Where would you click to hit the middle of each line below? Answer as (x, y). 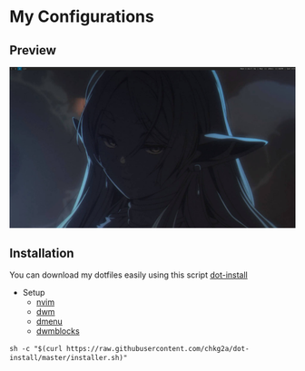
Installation (42, 253)
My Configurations (82, 17)
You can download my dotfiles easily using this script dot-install (128, 275)
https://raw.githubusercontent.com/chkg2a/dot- (158, 349)
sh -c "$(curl (36, 349)
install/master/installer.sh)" (69, 358)
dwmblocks (58, 331)
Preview (33, 50)
